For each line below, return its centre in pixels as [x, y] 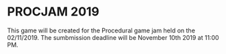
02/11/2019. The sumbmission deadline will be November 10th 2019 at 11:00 [113, 37]
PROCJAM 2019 [53, 12]
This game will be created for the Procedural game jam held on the [101, 30]
